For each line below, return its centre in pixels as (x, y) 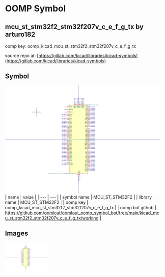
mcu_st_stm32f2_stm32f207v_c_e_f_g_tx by (74, 27)
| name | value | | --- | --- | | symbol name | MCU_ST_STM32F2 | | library (79, 197)
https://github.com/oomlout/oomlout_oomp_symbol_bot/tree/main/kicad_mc (82, 213)
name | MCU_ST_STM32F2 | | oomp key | (47, 202)
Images (17, 234)
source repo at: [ (22, 55)
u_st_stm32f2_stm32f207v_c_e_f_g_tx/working (52, 218)
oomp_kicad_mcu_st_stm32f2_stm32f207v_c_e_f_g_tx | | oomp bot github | (81, 207)
